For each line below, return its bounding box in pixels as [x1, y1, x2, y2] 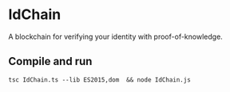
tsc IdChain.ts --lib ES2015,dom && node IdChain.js [8, 75, 192, 84]
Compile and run [8, 55, 93, 68]
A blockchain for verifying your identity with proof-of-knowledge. [8, 32, 224, 41]
